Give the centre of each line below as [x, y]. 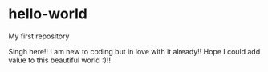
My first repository [39, 36]
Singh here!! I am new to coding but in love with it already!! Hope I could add [134, 51]
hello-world [48, 14]
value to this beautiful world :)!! [59, 60]
